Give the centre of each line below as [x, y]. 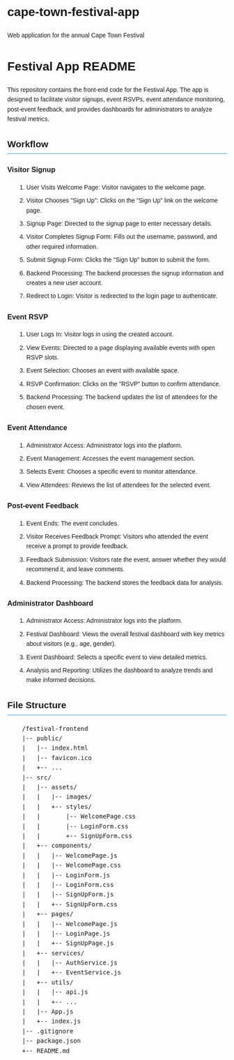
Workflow [28, 144]
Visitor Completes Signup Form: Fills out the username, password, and [122, 237]
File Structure [37, 705]
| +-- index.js [52, 1021]
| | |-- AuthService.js [70, 963]
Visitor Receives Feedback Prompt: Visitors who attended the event [117, 536]
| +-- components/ [57, 846]
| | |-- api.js [55, 992]
